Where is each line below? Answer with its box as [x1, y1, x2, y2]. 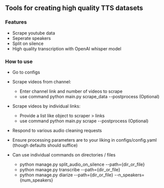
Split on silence [12, 40, 44, 46]
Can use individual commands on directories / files [12, 151, 116, 157]
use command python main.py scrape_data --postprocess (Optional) [19, 93, 160, 99]
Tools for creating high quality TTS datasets [5, 4, 143, 12]
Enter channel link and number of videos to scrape [19, 88, 123, 94]
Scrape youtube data [12, 30, 55, 36]
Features [5, 19, 27, 26]
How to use [5, 58, 33, 65]
